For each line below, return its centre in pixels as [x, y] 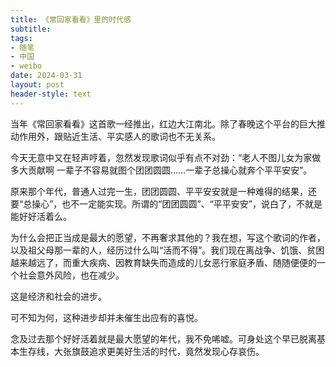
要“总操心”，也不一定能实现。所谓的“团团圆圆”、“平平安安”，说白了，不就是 [166, 203]
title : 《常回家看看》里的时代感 [71, 19]
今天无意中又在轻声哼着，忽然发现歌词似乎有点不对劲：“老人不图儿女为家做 [166, 157]
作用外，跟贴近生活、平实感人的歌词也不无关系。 [119, 136]
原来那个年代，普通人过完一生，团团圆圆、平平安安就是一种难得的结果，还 [163, 191]
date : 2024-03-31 [46, 76]
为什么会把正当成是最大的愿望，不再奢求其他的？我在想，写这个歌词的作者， [168, 237]
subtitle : [31, 29]
